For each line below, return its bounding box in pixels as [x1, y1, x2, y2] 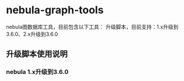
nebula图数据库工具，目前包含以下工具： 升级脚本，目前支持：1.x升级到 [6, 23, 179, 30]
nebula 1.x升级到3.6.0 [6, 68, 69, 76]
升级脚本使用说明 [6, 49, 68, 59]
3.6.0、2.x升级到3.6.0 [6, 30, 58, 38]
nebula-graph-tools [6, 3, 104, 17]
